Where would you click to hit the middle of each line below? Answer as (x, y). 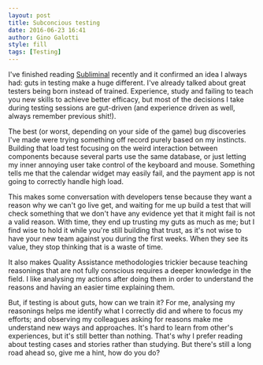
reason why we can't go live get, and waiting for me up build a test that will (130, 205)
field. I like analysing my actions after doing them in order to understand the (131, 279)
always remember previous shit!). (62, 116)
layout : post (30, 15)
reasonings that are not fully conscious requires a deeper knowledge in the (130, 271)
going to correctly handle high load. (66, 181)
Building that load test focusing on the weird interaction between (113, 148)
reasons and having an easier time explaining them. (92, 287)
